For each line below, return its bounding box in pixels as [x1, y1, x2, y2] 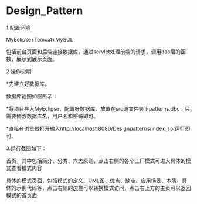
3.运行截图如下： [6, 145, 47, 152]
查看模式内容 [11, 164, 42, 171]
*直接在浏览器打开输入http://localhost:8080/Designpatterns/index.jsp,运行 [6, 125, 186, 132]
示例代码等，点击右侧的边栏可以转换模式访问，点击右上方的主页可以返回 [16, 184, 191, 191]
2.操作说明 [6, 67, 32, 74]
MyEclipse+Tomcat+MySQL [6, 36, 73, 43]
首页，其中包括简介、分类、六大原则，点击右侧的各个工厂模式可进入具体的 [6, 157, 186, 164]
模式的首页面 [6, 192, 37, 199]
